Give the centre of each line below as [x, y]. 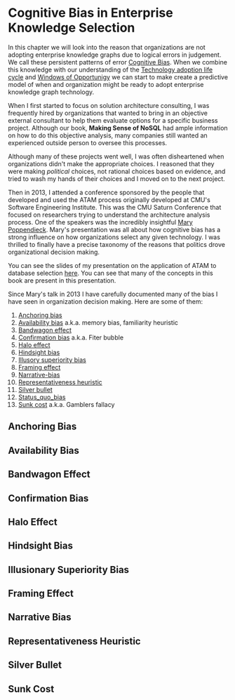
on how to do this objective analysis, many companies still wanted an [108, 135]
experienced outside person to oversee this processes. [88, 142]
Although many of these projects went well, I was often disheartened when [116, 156]
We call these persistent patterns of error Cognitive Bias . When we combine [117, 62]
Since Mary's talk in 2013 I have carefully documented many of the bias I [113, 294]
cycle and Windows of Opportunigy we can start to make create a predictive [118, 77]
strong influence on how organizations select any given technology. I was [114, 237]
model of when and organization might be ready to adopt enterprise [106, 84]
